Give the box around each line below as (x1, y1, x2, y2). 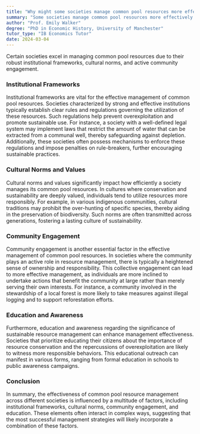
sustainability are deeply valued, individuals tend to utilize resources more (6, 192, 188, 199)
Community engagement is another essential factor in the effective (6, 245, 170, 252)
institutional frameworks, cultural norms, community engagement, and (6, 403, 179, 411)
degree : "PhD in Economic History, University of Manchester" (6, 25, 164, 32)
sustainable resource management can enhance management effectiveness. (6, 331, 194, 338)
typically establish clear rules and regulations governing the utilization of (6, 107, 185, 114)
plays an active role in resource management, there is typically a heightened (6, 258, 193, 265)
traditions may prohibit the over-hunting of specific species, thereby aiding (6, 204, 190, 211)
